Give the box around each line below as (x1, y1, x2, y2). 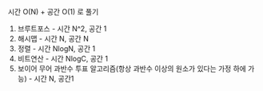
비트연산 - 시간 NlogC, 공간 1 (17, 54, 108, 63)
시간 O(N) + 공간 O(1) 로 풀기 (7, 7, 99, 16)
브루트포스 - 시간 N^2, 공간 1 (17, 24, 107, 34)
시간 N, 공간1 (34, 74, 74, 83)
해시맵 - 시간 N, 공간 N (17, 34, 90, 43)
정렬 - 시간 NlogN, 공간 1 (17, 44, 96, 53)
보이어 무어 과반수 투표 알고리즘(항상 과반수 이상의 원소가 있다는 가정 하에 (17, 64, 247, 73)
